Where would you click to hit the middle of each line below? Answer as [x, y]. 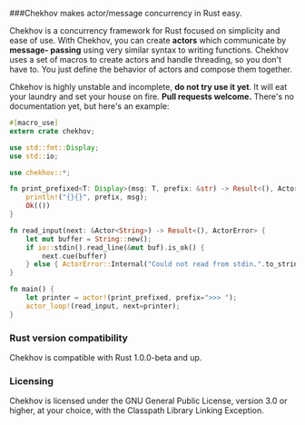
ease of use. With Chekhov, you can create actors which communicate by [148, 40]
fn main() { [32, 290]
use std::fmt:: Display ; [54, 148]
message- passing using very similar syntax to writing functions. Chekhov [149, 50]
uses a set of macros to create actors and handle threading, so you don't [146, 59]
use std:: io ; [34, 156]
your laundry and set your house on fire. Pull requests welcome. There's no [152, 96]
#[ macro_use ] [34, 123]
